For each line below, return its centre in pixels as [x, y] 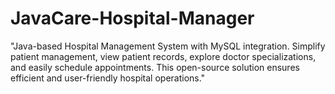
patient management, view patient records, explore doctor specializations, [163, 56]
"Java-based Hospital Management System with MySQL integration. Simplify [168, 46]
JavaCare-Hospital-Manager [132, 18]
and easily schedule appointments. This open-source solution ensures [155, 67]
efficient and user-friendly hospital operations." [108, 78]
